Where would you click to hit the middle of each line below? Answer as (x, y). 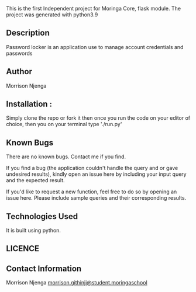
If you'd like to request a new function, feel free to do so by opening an (92, 192)
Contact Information (44, 268)
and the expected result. (36, 180)
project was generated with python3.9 (52, 15)
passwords (19, 53)
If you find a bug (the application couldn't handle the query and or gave (92, 168)
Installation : (29, 104)
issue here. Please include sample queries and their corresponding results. (96, 198)
